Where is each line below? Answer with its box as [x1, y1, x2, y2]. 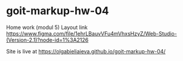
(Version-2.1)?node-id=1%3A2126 [6, 36, 89, 43]
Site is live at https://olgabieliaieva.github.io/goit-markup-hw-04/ [6, 47, 166, 54]
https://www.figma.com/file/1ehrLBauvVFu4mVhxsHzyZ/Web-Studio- [6, 30, 177, 37]
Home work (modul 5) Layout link [6, 24, 88, 31]
